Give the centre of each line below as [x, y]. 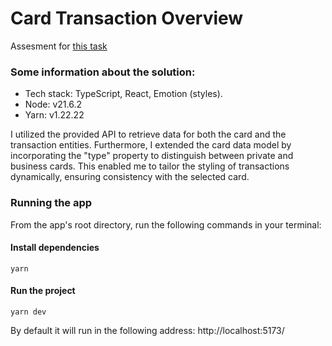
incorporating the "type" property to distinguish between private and [152, 156]
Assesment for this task [59, 46]
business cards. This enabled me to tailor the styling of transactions [150, 166]
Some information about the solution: [103, 72]
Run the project [43, 291]
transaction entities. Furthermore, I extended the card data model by [151, 145]
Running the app [51, 203]
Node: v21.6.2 [53, 104]
